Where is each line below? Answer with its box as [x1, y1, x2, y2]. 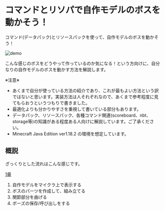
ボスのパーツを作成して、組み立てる [12, 188, 86, 194]
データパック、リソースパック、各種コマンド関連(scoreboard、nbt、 [12, 112, 151, 118]
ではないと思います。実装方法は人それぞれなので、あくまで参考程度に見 [12, 93, 159, 99]
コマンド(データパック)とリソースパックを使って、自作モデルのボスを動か [5, 34, 155, 40]
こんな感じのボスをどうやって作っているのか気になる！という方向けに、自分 [5, 60, 160, 66]
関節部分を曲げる [12, 194, 47, 200]
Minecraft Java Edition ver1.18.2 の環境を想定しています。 [12, 130, 129, 136]
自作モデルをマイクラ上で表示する [12, 181, 82, 188]
